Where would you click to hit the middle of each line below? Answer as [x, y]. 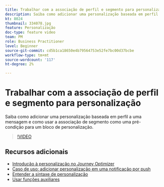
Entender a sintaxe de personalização [50, 174]
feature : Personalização [30, 28]
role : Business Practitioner [35, 42]
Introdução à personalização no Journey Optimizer [63, 164]
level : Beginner [21, 46]
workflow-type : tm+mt [27, 55]
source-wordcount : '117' [30, 60]
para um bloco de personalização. [59, 127]
